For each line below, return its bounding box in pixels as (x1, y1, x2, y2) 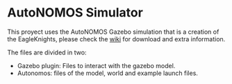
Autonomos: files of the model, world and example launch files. (17, 69, 198, 77)
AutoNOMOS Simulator (7, 5, 144, 21)
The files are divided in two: (7, 48, 87, 56)
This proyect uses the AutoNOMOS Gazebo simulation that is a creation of (7, 28, 219, 36)
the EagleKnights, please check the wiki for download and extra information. (7, 34, 226, 43)
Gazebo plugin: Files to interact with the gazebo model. (17, 61, 176, 70)
